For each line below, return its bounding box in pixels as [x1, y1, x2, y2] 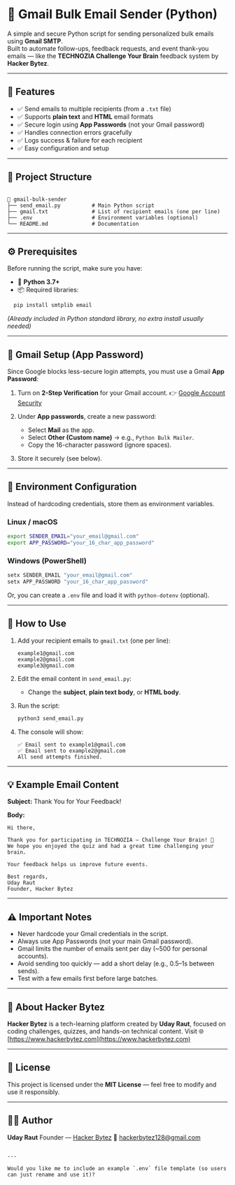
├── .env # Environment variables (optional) [7, 214, 199, 221]
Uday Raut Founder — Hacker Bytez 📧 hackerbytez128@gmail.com [7, 1133, 201, 1142]
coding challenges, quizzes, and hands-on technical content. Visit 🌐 [7, 1027, 204, 1035]
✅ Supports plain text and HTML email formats [17, 112, 154, 121]
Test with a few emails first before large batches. [17, 975, 159, 983]
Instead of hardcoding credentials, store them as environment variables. [7, 499, 215, 508]
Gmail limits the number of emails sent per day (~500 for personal [17, 945, 208, 953]
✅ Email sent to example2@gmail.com [17, 747, 126, 754]
